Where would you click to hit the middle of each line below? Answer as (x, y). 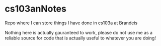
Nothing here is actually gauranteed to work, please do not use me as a (79, 32)
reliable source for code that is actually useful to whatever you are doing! (80, 38)
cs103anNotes (35, 9)
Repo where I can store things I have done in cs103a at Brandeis (71, 23)
